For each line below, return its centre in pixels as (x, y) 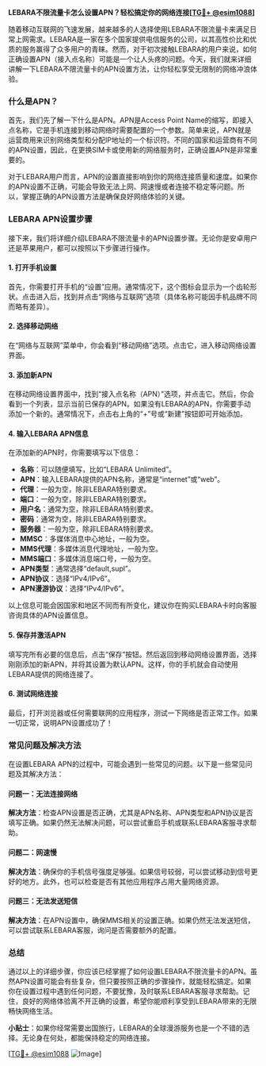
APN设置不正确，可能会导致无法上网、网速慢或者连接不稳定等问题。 (126, 187)
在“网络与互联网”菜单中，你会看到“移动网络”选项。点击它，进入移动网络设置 (132, 345)
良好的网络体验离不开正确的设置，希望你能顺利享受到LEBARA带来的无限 (139, 1001)
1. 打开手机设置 (32, 267)
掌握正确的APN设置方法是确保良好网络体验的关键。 (106, 197)
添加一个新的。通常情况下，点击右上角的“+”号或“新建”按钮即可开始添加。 (127, 414)
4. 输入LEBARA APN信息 (48, 433)
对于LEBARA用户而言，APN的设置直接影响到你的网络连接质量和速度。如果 (129, 177)
